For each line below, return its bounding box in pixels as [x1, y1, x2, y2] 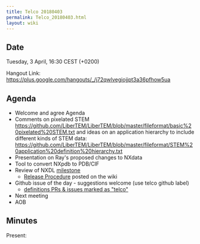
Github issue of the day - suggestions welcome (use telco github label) [14, 179, 189, 186]
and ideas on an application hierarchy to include [76, 128, 195, 135]
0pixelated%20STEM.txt [14, 128, 75, 135]
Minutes [6, 216, 38, 226]
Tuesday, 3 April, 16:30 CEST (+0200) [6, 58, 100, 65]
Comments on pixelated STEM [14, 116, 90, 123]
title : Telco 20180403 [6, 8, 63, 15]
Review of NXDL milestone [14, 167, 81, 174]
